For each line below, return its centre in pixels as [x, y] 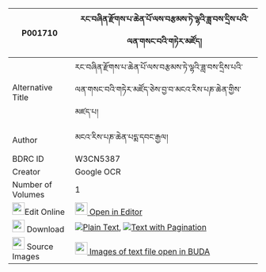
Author [25, 140]
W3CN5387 [98, 159]
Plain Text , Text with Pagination [145, 227]
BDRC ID [28, 159]
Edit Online [45, 212]
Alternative [32, 87]
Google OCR [98, 172]
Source [40, 247]
